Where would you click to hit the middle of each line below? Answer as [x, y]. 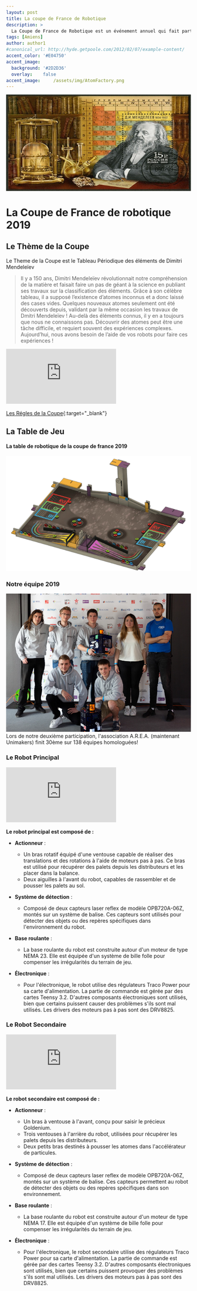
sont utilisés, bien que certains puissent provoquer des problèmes [103, 1270]
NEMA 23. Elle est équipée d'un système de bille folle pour [94, 956]
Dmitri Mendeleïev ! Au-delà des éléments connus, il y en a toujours [102, 315]
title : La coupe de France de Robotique [56, 18]
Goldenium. [37, 1127]
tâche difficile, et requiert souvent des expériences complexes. [96, 328]
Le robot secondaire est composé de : [53, 1099]
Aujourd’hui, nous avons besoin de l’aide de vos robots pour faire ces [104, 334]
